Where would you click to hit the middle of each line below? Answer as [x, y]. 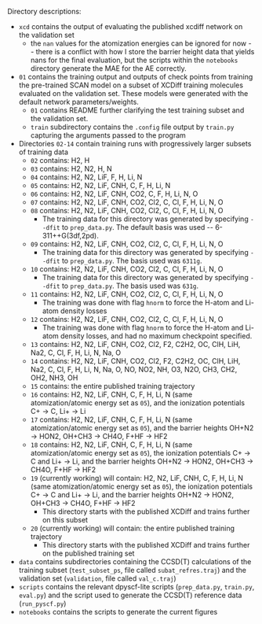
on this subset [65, 520]
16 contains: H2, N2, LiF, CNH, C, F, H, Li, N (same [111, 394]
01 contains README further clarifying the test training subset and [137, 110]
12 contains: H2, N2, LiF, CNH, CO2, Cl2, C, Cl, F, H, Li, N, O [127, 319]
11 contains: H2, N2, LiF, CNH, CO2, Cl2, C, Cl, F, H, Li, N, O [127, 294]
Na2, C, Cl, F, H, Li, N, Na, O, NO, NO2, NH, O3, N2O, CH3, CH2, [134, 369]
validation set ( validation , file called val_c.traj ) [98, 578]
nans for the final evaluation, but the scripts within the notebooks [134, 60]
